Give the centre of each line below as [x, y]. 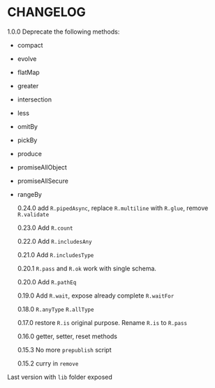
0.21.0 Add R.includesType [55, 255]
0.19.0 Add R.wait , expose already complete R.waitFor [96, 296]
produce [29, 153]
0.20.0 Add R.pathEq [47, 282]
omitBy [28, 126]
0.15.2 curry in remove [48, 363]
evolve [27, 58]
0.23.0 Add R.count [45, 228]
